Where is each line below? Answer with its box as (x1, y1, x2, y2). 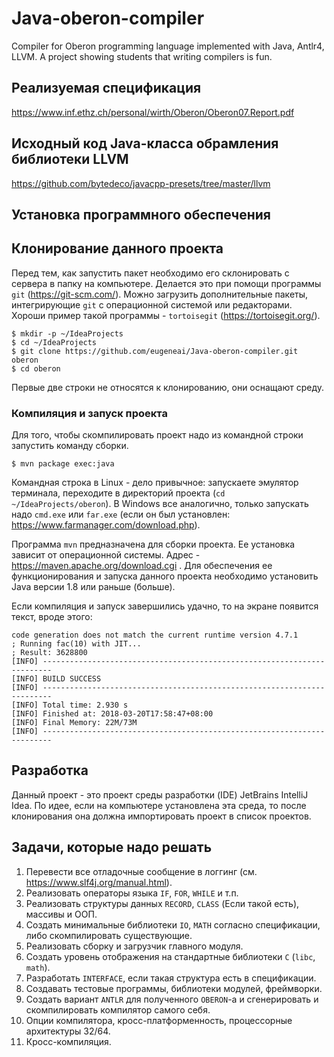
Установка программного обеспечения (11, 206, 271, 223)
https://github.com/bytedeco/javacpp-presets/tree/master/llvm (11, 177, 271, 189)
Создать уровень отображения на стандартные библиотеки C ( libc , (25, 950, 316, 962)
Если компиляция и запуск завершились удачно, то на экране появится (11, 600, 319, 612)
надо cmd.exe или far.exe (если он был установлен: (11, 508, 231, 521)
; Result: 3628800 (11, 648, 88, 658)
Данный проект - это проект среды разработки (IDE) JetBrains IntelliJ (11, 788, 309, 801)
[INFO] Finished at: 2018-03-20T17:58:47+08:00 (11, 709, 214, 719)
